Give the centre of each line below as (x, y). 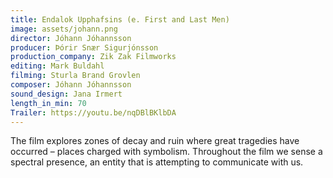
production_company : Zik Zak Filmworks (93, 57)
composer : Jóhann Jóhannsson (71, 85)
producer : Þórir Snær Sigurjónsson (84, 47)
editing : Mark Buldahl (57, 66)
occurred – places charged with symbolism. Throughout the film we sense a (166, 152)
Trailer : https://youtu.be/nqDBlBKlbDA (93, 112)
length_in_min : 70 (48, 103)
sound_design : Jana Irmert (66, 94)
